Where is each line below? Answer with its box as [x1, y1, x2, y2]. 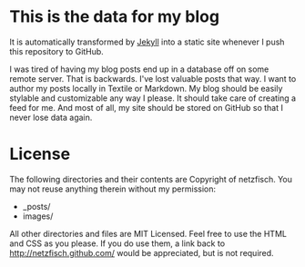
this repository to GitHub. [9, 45, 105, 56]
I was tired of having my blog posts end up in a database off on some [9, 64, 269, 74]
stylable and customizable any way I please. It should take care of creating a [9, 93, 297, 104]
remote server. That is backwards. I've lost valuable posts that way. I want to [9, 73, 297, 84]
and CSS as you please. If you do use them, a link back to [9, 238, 226, 249]
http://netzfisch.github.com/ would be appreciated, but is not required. [9, 247, 275, 258]
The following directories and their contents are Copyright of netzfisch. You [9, 173, 293, 184]
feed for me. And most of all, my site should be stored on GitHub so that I [9, 102, 284, 113]
